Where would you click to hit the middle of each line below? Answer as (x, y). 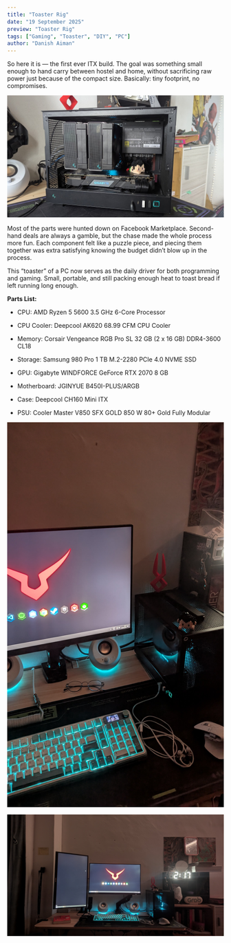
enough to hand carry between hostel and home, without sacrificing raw (109, 71)
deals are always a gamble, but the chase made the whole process (117, 235)
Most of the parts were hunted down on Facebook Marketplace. (97, 228)
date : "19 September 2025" (46, 22)
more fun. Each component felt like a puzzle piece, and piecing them (104, 243)
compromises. (27, 86)
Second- (201, 228)
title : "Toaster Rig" (38, 14)
